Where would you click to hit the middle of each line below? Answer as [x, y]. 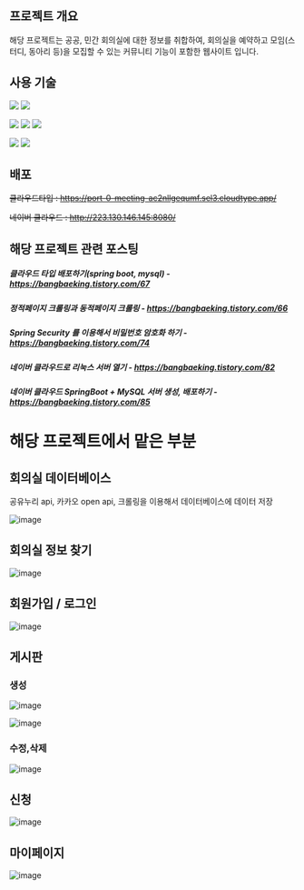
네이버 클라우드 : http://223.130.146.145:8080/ [93, 217]
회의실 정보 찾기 [51, 550]
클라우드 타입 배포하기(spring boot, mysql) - [90, 274]
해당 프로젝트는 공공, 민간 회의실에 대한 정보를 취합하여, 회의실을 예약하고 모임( [149, 40]
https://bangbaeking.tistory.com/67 [80, 284]
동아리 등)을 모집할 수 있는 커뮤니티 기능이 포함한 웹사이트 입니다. [143, 51]
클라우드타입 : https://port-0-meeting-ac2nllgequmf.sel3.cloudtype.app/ [143, 198]
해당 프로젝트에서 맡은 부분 [103, 441]
